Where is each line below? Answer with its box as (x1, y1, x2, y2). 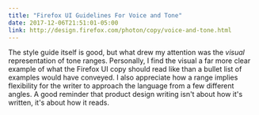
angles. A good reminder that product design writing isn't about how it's (8, 90, 243, 99)
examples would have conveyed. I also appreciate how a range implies (8, 72, 238, 83)
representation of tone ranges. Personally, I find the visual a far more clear (8, 56, 251, 65)
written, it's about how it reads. (8, 98, 109, 107)
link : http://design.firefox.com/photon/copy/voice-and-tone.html (8, 26, 232, 34)
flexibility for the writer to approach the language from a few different (8, 81, 234, 91)
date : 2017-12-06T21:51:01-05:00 (8, 19, 119, 27)
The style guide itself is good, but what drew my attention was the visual (8, 48, 246, 57)
